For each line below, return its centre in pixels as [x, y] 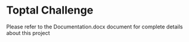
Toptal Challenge [50, 10]
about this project [28, 33]
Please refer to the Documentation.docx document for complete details [94, 27]
